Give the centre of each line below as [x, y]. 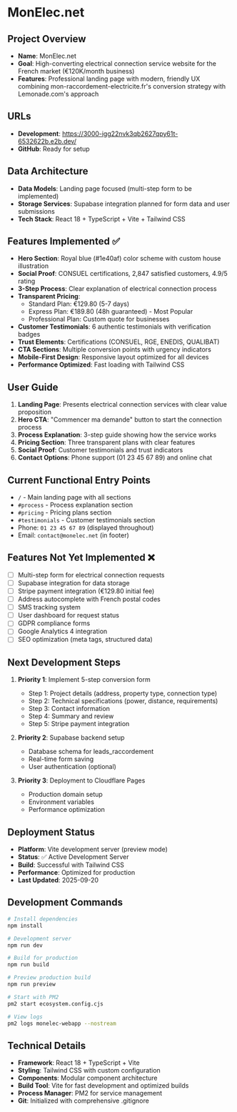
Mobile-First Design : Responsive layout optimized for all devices [113, 357]
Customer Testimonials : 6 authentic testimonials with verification [114, 327]
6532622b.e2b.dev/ [47, 141]
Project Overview [47, 39]
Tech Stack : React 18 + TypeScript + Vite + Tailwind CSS [101, 219]
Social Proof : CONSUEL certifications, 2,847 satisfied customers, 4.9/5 [123, 274]
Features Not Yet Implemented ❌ [81, 558]
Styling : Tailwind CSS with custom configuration [89, 1071]
